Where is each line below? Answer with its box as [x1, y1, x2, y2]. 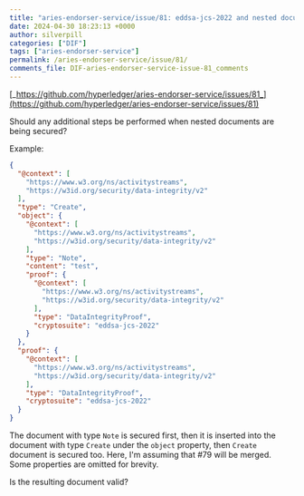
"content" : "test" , [25, 262, 100, 271]
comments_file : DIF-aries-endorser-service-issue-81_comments [9, 64, 249, 73]
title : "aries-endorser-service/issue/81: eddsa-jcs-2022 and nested [9, 13, 278, 23]
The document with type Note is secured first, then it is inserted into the [9, 430, 276, 441]
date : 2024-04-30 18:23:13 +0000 [9, 22, 136, 31]
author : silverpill [9, 30, 83, 39]
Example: [9, 142, 44, 154]
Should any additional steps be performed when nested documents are [9, 115, 274, 127]
